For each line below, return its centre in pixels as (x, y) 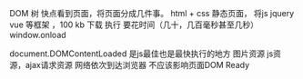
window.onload (38, 35)
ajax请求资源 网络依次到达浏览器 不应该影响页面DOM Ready (137, 65)
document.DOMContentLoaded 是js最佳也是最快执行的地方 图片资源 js (141, 54)
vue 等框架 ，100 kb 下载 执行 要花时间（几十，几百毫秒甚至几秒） (134, 25)
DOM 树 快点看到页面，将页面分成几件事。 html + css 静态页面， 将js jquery (152, 13)
